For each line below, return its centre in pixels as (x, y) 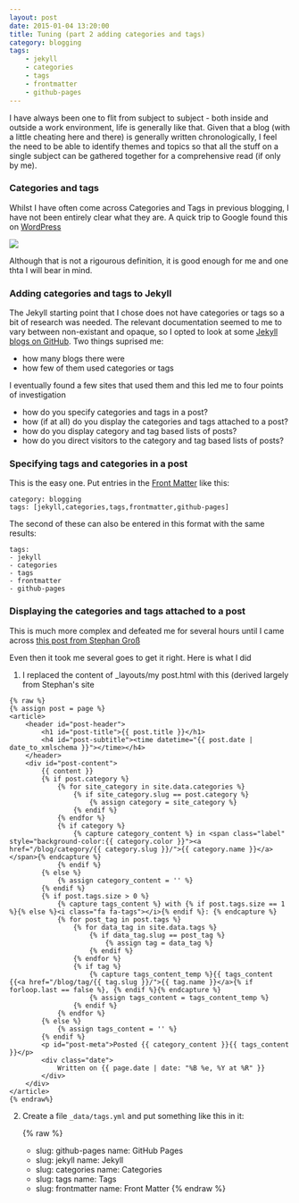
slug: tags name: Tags (76, 1179)
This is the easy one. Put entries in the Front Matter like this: (120, 483)
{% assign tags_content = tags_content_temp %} (179, 998)
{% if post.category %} (85, 779)
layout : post (33, 17)
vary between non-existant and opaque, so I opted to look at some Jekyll (144, 332)
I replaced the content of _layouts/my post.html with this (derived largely (155, 674)
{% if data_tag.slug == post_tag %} (157, 935)
